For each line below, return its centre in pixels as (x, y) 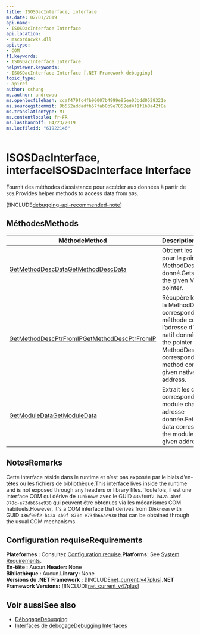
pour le (172, 258)
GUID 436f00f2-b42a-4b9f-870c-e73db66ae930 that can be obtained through (98, 515)
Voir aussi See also (41, 605)
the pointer (177, 342)
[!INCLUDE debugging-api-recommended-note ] (64, 205)
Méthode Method (83, 241)
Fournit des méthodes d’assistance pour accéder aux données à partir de (96, 187)
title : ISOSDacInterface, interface (51, 12)
